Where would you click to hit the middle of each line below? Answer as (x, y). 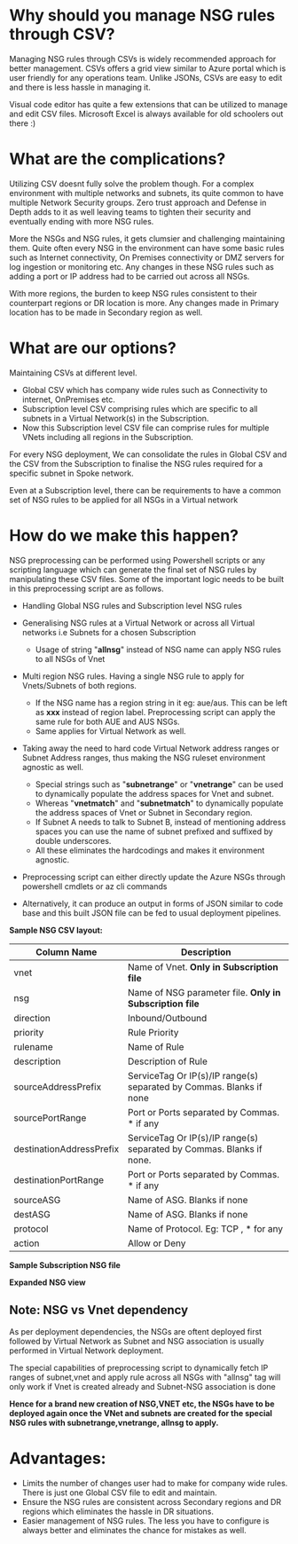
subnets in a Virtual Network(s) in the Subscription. (115, 418)
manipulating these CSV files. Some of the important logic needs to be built (147, 579)
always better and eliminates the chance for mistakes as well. (134, 1530)
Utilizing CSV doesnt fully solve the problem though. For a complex (132, 184)
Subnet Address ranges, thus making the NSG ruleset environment (144, 757)
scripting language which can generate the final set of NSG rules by (133, 570)
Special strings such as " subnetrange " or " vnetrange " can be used (159, 784)
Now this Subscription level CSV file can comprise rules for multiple (145, 428)
